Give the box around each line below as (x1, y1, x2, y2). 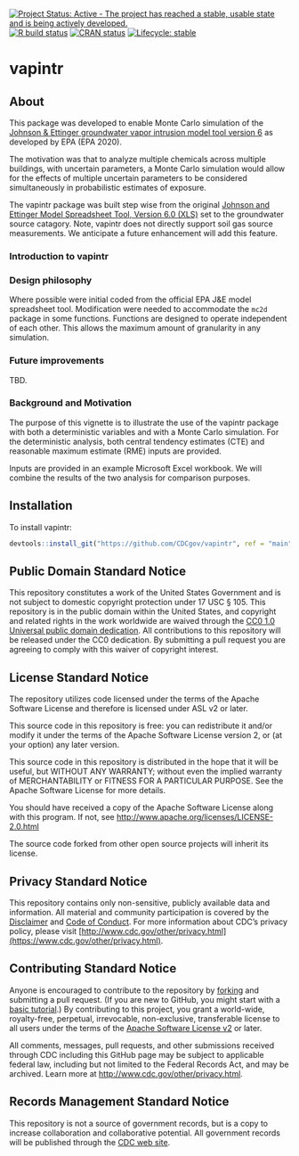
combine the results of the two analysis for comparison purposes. (9, 472, 251, 483)
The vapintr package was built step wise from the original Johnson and (9, 200, 270, 209)
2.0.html (9, 821, 40, 832)
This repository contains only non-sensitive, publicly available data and (9, 897, 270, 908)
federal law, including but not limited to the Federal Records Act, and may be (9, 1059, 289, 1070)
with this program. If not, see (9, 812, 115, 823)
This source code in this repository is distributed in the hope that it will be (9, 757, 279, 767)
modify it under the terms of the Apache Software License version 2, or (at (9, 730, 283, 741)
